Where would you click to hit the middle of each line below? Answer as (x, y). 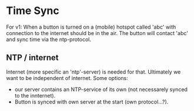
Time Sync (33, 11)
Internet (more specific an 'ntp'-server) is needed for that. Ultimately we (93, 72)
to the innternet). (35, 95)
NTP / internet (32, 58)
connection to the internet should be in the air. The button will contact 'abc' (97, 33)
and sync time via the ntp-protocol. (48, 39)
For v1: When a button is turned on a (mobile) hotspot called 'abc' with (91, 27)
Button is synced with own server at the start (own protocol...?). (91, 102)
